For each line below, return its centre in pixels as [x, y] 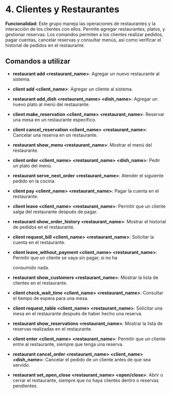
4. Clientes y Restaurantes [63, 9]
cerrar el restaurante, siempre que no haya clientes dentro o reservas [86, 380]
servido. [21, 365]
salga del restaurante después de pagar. [55, 212]
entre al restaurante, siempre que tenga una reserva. [68, 344]
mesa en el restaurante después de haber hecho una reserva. [78, 313]
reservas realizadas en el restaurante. [52, 329]
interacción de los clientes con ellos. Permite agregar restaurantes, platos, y [85, 29]
